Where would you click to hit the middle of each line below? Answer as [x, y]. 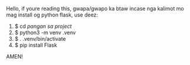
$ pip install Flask [36, 45]
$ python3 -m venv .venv [45, 32]
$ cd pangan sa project [43, 26]
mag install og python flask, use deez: [52, 15]
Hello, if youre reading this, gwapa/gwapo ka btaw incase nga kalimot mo [95, 9]
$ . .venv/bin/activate [40, 39]
